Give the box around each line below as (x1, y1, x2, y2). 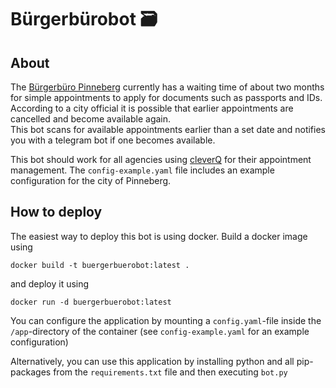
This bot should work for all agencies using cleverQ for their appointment (10, 154, 312, 165)
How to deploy (10, 204, 103, 221)
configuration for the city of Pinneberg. (10, 175, 172, 186)
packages (10, 366, 52, 378)
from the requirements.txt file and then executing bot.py (53, 366, 288, 378)
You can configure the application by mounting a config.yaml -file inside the (10, 314, 322, 326)
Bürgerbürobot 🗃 (10, 8, 158, 31)
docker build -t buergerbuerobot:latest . (10, 260, 190, 270)
